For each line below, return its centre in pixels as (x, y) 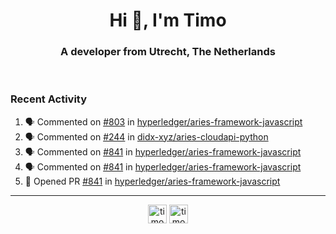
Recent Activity (49, 99)
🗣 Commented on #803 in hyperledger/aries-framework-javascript (163, 121)
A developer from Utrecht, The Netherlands (168, 52)
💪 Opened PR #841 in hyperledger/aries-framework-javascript (152, 181)
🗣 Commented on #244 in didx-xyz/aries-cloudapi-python (146, 136)
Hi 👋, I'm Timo (168, 20)
